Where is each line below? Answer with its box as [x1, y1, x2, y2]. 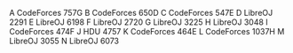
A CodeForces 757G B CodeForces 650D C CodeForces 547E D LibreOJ [9, 8, 273, 18]
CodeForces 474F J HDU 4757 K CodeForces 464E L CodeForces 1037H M [9, 26, 285, 36]
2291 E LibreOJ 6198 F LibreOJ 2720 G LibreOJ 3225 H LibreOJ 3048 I [9, 17, 268, 27]
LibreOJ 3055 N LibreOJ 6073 [9, 35, 120, 46]
